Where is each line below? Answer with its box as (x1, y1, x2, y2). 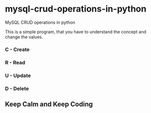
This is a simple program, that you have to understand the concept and (5, 29, 147, 34)
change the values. (5, 34, 43, 40)
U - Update (5, 72, 31, 79)
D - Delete (5, 85, 29, 92)
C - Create (5, 46, 30, 53)
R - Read (5, 59, 26, 66)
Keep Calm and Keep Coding (5, 100, 93, 109)
